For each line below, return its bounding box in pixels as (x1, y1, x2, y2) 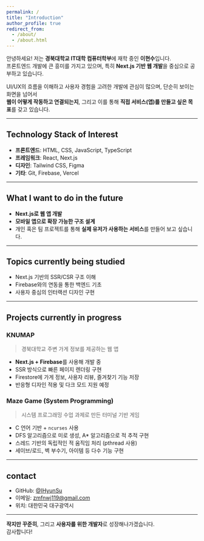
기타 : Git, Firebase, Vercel (15, 169, 79, 177)
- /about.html (12, 37, 47, 43)
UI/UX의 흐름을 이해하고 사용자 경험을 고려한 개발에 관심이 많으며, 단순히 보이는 (6, 83, 194, 90)
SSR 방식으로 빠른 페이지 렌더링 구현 (15, 366, 102, 373)
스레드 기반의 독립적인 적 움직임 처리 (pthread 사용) (15, 439, 138, 447)
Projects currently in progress (6, 312, 122, 323)
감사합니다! (6, 528, 33, 536)
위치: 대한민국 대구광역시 (15, 502, 74, 509)
